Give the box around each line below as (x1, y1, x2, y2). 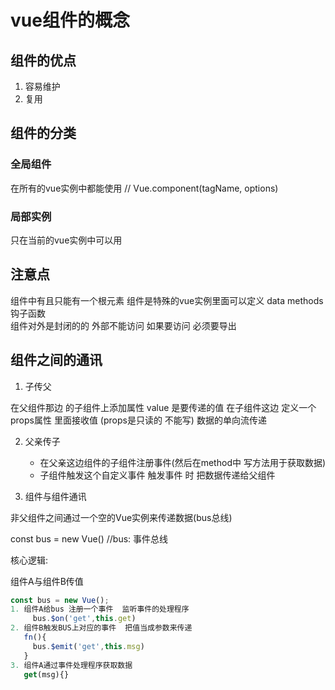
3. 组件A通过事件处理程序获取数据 (10, 660, 133, 670)
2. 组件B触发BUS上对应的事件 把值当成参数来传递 (10, 623, 193, 633)
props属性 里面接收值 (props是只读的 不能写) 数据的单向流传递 (10, 414, 267, 426)
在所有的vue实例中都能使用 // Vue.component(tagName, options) (10, 182, 279, 194)
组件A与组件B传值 (10, 575, 84, 587)
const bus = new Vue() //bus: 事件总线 (10, 532, 169, 545)
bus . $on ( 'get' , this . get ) (32, 614, 137, 624)
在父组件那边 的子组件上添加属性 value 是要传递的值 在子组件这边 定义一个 (10, 401, 317, 413)
